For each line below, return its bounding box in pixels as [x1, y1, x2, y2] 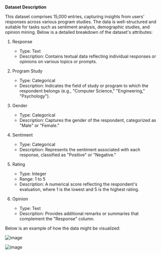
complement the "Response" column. [19, 216, 95, 222]
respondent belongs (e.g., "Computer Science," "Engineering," [19, 88, 145, 93]
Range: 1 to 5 [19, 176, 46, 182]
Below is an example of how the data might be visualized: [5, 225, 121, 231]
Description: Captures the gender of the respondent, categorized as [19, 117, 156, 123]
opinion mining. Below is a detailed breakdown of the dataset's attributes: [5, 29, 153, 35]
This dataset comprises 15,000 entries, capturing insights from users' [5, 14, 145, 19]
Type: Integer [19, 171, 46, 177]
